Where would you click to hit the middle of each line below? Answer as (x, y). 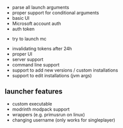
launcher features (34, 92)
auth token (23, 29)
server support (28, 59)
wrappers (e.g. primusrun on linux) (48, 114)
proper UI (22, 54)
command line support (36, 65)
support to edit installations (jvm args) (52, 75)
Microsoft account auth (37, 23)
